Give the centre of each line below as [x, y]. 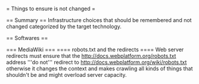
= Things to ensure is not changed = [51, 9]
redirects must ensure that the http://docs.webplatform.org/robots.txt [91, 56]
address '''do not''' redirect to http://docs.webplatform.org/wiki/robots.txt [97, 62]
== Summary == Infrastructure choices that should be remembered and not [99, 20]
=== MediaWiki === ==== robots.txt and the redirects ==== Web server [95, 49]
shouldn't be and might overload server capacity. [66, 75]
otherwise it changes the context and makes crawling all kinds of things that [99, 69]
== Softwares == [27, 38]
